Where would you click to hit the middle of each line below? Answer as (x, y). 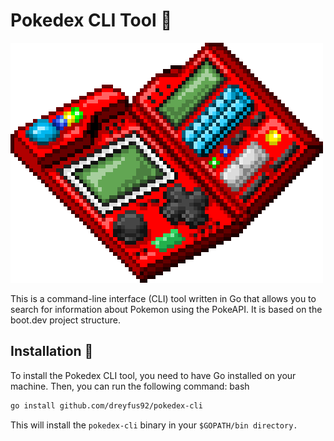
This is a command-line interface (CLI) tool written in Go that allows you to (163, 298)
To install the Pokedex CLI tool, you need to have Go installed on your (153, 375)
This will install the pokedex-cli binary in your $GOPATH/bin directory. (154, 425)
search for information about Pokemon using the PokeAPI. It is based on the (166, 309)
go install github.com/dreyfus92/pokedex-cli (106, 405)
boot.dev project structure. (65, 320)
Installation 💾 (52, 351)
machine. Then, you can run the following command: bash (130, 386)
